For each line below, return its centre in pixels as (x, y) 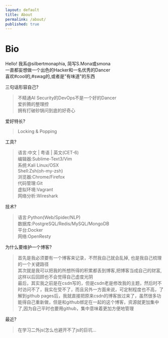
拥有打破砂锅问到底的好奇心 (46, 111)
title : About (19, 15)
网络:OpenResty (34, 236)
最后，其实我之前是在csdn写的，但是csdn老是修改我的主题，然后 (85, 283)
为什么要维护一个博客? (29, 247)
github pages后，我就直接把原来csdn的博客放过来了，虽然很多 (92, 296)
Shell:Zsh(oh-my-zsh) (40, 171)
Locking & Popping (37, 132)
